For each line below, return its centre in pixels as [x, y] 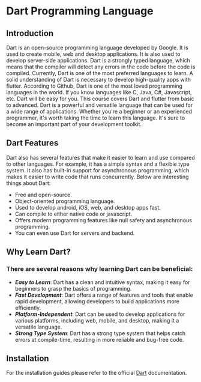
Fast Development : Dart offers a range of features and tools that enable [104, 295]
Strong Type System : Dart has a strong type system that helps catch [100, 333]
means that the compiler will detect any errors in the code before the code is [101, 67]
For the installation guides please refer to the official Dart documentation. [97, 373]
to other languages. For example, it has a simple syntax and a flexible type [98, 164]
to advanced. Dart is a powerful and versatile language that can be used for [100, 105]
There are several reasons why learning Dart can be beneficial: [100, 269]
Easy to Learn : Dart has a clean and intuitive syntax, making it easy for [102, 282]
